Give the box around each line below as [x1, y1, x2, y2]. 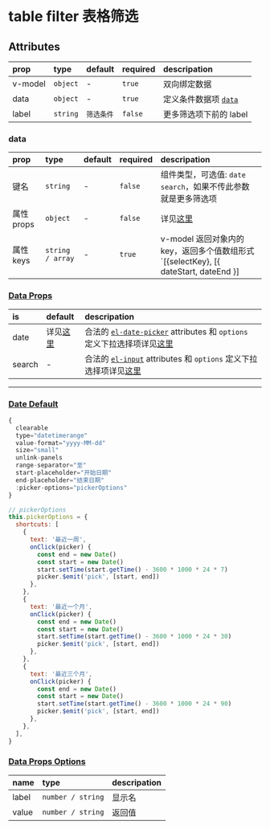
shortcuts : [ [15, 521, 59, 529]
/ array [45, 254, 75, 263]
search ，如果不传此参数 [160, 182, 251, 193]
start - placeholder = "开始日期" [15, 469, 112, 477]
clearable [15, 423, 48, 432]
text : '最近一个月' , [29, 602, 92, 611]
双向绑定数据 [163, 79, 212, 89]
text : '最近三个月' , [29, 670, 92, 678]
